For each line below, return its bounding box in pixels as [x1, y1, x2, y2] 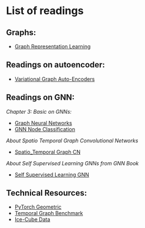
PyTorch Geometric [14, 203, 62, 210]
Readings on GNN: [6, 93, 75, 103]
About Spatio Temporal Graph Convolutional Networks [6, 137, 139, 144]
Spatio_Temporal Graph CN [14, 148, 81, 155]
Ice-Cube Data [14, 216, 50, 223]
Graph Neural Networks [14, 119, 72, 127]
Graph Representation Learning [14, 43, 91, 50]
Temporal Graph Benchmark [14, 210, 83, 217]
